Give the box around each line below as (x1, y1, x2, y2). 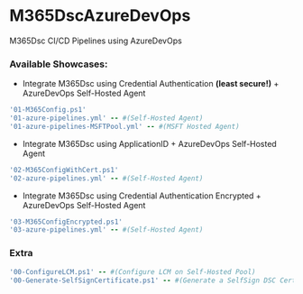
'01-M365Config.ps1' (9, 106, 87, 115)
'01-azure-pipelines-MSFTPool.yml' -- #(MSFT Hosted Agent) (9, 122, 241, 131)
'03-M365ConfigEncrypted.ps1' (9, 217, 124, 226)
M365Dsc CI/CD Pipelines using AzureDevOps (9, 35, 182, 46)
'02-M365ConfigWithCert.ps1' (9, 165, 119, 174)
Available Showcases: (9, 58, 108, 70)
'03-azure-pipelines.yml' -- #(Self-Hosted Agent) (9, 225, 204, 234)
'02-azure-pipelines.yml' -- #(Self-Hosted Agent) (9, 173, 204, 183)
